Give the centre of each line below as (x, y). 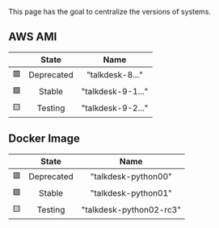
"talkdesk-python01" (131, 193)
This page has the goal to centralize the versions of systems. (110, 12)
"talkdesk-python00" (131, 176)
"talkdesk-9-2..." (115, 108)
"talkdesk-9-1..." (115, 92)
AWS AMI (33, 37)
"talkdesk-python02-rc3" (131, 210)
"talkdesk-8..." (115, 75)
